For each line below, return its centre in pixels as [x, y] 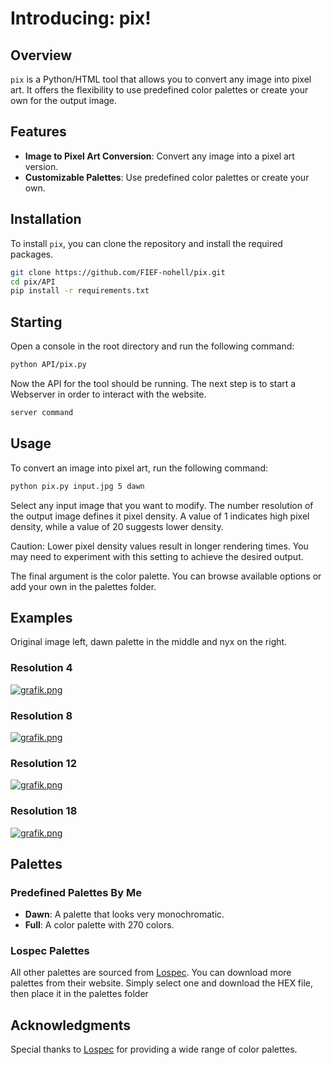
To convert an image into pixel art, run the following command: [139, 468]
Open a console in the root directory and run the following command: [152, 346]
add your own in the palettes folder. [83, 586]
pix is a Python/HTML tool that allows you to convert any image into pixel [161, 79]
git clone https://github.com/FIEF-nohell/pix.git [118, 272]
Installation [46, 219]
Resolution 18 [44, 811]
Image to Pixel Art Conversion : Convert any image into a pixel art [159, 156]
